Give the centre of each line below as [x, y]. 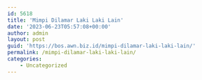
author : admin [28, 33]
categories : [25, 59]
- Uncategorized [44, 65]
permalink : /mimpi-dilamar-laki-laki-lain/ [72, 53]
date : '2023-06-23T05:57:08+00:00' [59, 26]
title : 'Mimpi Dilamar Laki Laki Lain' [66, 20]
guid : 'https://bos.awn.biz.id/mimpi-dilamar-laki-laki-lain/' [102, 46]
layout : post [26, 40]
